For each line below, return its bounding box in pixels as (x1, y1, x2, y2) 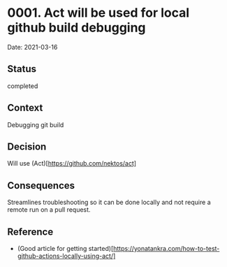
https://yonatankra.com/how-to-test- (112, 245, 220, 252)
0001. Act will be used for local (7, 5, 190, 21)
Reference (7, 226, 54, 238)
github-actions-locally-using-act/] (17, 252, 116, 260)
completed (7, 82, 38, 90)
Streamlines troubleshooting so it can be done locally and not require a (7, 198, 211, 207)
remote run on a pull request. (7, 205, 91, 214)
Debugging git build (7, 120, 64, 129)
